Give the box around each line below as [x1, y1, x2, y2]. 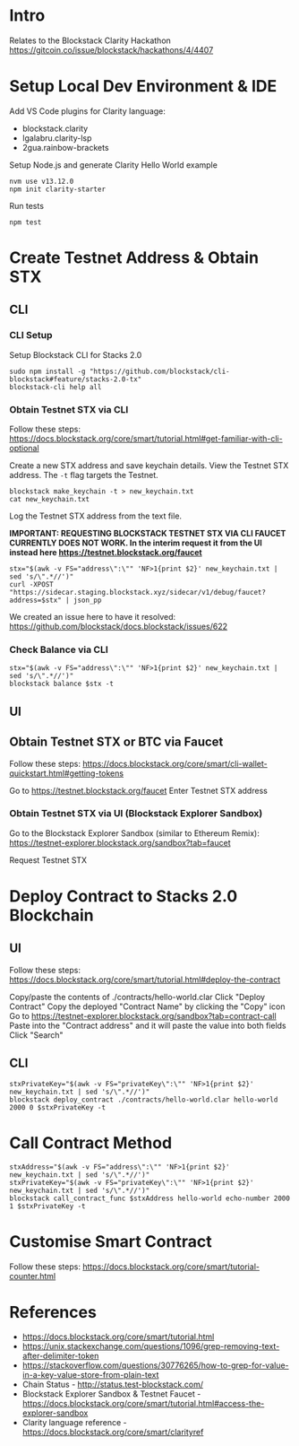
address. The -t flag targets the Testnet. [9, 470, 158, 481]
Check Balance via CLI [9, 643, 109, 656]
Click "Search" [9, 1029, 64, 1041]
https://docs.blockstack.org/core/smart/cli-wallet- [81, 758, 268, 769]
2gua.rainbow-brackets [21, 142, 109, 152]
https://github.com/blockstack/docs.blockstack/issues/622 [9, 621, 228, 632]
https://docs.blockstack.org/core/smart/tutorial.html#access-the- [21, 1398, 265, 1409]
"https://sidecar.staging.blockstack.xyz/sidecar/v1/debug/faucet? [9, 588, 267, 597]
